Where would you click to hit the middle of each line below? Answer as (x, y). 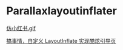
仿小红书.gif (21, 28)
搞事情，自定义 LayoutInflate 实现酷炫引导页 (61, 40)
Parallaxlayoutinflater (62, 11)
